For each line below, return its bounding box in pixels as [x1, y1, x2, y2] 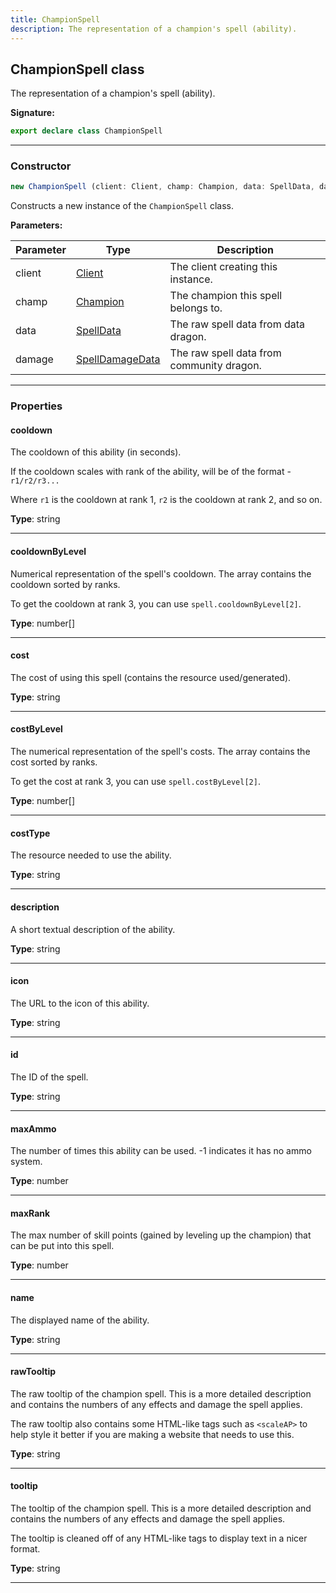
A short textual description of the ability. [10, 923, 176, 935]
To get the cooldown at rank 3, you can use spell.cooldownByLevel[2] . [10, 597, 302, 610]
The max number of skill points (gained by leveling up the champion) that [10, 1229, 312, 1241]
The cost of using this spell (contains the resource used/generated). [10, 671, 292, 683]
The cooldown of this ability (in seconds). [10, 446, 182, 458]
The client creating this [169, 260, 278, 274]
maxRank [10, 1207, 51, 1219]
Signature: [10, 107, 55, 119]
